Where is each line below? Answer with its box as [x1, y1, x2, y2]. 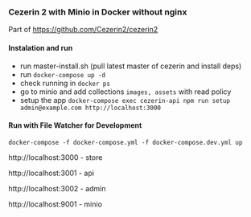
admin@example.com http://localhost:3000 [19, 104, 161, 112]
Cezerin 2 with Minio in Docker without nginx [8, 6, 187, 18]
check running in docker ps [19, 78, 111, 88]
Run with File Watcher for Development [8, 121, 142, 130]
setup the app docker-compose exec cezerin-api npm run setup [19, 95, 231, 104]
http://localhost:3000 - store [8, 152, 103, 162]
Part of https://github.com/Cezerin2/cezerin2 [8, 25, 158, 35]
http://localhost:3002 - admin [8, 183, 106, 193]
